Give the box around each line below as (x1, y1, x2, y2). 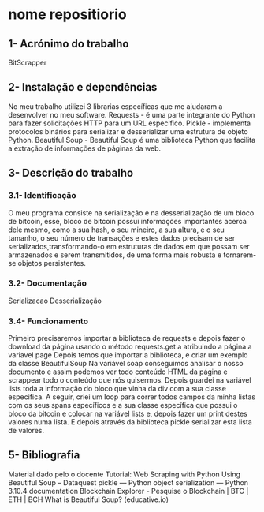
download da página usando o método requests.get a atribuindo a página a (8, 342, 252, 352)
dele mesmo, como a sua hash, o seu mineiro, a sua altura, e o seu (8, 225, 225, 234)
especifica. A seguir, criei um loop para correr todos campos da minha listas (8, 392, 256, 402)
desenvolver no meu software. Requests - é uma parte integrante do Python (8, 110, 255, 119)
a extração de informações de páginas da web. (8, 144, 162, 153)
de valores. (8, 426, 45, 435)
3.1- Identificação (8, 190, 76, 201)
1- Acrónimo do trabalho (8, 37, 129, 50)
